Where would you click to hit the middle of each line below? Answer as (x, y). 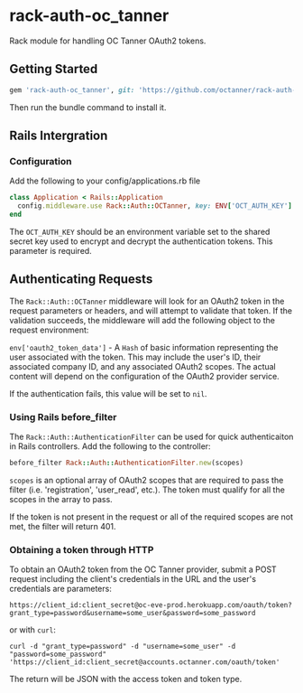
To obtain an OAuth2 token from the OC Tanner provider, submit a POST (143, 569)
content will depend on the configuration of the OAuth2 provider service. (144, 376)
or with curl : (32, 630)
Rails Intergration (59, 136)
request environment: (49, 330)
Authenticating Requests (81, 280)
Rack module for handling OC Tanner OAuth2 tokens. (108, 41)
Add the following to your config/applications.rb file (105, 181)
